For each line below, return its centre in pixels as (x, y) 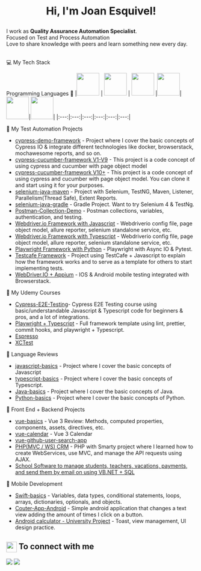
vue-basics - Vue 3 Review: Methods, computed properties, (89, 421)
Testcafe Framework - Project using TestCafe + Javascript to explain (100, 255)
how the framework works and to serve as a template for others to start (104, 262)
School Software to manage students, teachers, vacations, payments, (101, 466)
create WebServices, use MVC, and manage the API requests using (98, 453)
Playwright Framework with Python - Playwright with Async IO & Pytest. (104, 249)
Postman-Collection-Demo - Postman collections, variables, (89, 211)
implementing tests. (39, 268)
